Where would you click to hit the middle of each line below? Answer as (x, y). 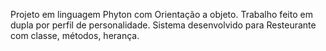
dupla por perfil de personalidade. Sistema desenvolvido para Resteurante (163, 25)
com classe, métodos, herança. (75, 35)
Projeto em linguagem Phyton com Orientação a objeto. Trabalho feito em (161, 14)
